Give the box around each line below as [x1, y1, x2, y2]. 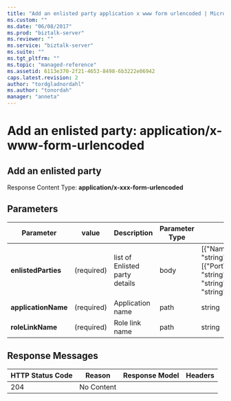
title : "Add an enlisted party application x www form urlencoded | [7, 10, 208, 17]
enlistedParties [10, 265, 62, 275]
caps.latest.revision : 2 [7, 74, 78, 81]
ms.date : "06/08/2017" [7, 23, 72, 30]
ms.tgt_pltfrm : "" [7, 55, 60, 62]
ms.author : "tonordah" [7, 87, 72, 94]
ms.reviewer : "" [7, 36, 54, 43]
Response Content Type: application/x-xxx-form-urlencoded [7, 183, 184, 192]
